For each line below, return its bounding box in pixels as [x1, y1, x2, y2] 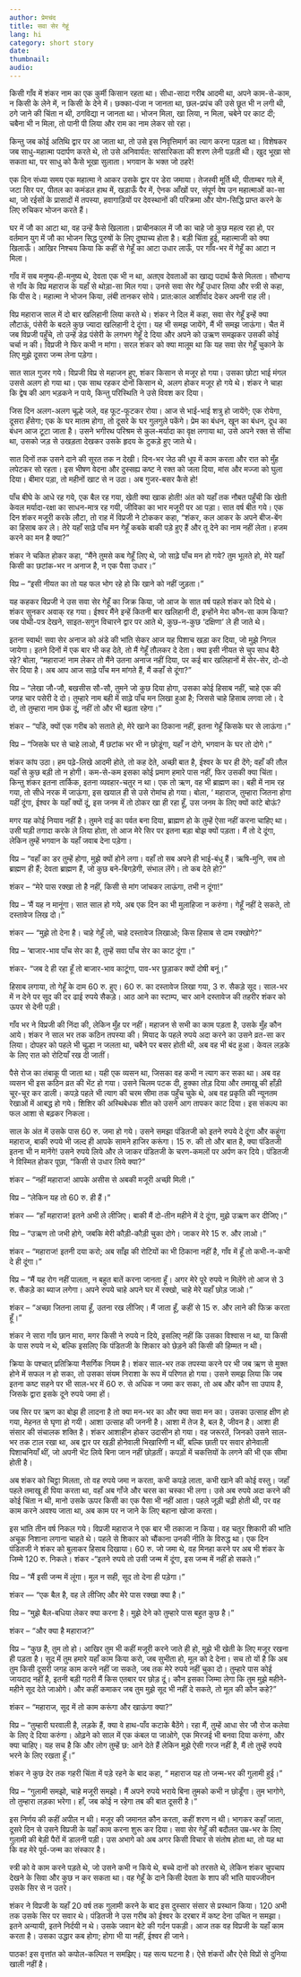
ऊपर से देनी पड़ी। [9, 1001, 61, 1012]
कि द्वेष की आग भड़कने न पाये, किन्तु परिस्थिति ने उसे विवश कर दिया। [9, 387, 204, 398]
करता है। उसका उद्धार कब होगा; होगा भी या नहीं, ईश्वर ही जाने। [9, 1930, 190, 1941]
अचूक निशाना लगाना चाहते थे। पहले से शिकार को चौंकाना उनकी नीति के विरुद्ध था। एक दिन [9, 1533, 269, 1544]
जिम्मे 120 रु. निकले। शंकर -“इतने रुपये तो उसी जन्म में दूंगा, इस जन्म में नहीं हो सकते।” [9, 1553, 262, 1564]
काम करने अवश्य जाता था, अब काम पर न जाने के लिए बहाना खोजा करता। [9, 1505, 218, 1516]
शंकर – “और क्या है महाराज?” [9, 1625, 95, 1636]
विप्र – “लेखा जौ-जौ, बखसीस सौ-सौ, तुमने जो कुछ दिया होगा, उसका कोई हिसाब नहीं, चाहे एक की [9, 682, 281, 693]
